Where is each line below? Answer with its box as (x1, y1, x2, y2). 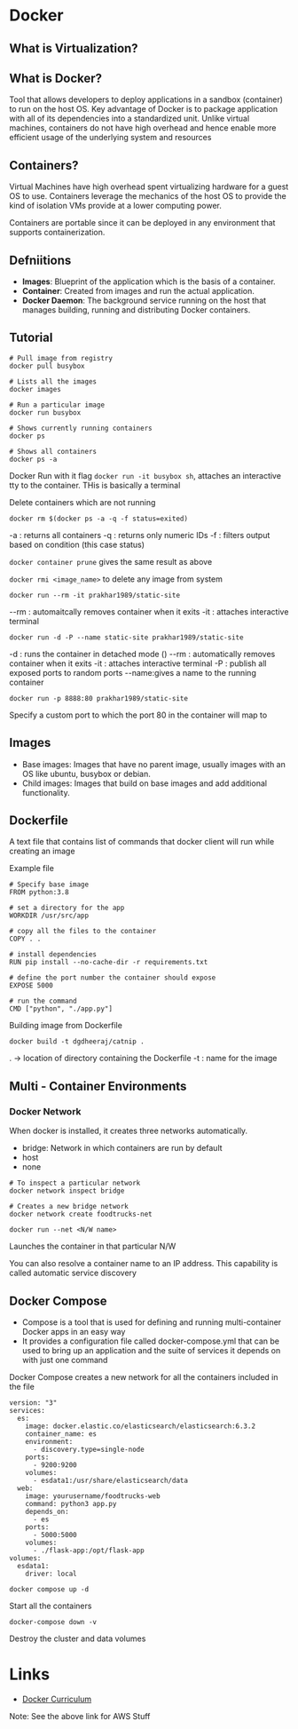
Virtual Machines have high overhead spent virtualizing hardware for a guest (9, 181, 289, 192)
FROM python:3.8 (9, 888, 69, 897)
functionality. (21, 787, 70, 797)
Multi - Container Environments (9, 1078, 187, 1093)
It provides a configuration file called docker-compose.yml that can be (21, 1336, 279, 1346)
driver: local (25, 1569, 77, 1578)
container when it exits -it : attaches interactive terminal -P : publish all (9, 658, 267, 669)
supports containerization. (9, 227, 106, 238)
